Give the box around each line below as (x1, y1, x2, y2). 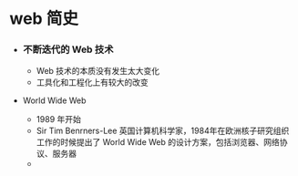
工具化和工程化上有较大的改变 (36, 77, 149, 88)
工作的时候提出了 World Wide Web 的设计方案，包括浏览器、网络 (36, 137, 281, 148)
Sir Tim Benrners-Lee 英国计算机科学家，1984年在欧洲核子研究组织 (36, 125, 290, 137)
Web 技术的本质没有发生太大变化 (36, 66, 160, 77)
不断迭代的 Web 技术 (22, 43, 114, 56)
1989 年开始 (36, 114, 82, 125)
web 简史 (9, 8, 79, 29)
